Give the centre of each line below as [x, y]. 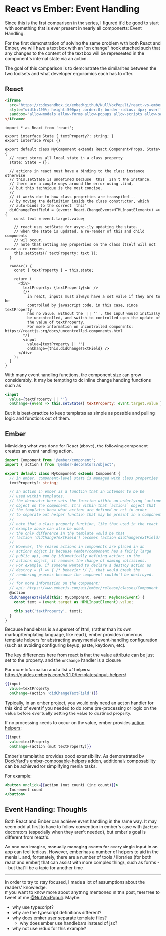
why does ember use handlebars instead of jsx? [68, 923]
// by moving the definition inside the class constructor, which [79, 201]
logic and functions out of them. [38, 418]
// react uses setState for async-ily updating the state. [76, 227]
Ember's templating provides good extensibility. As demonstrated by [75, 756]
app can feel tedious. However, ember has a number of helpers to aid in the [82, 852]
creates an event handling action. [39, 451]
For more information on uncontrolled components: [80, 327]
